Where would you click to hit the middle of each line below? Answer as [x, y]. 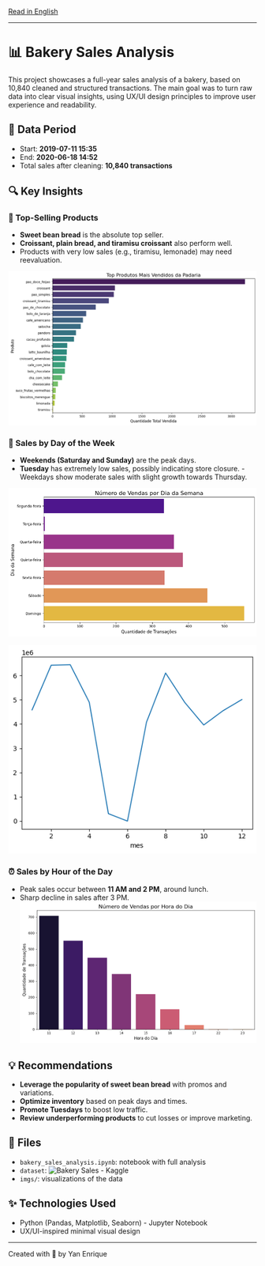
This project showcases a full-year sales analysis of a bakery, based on [124, 79]
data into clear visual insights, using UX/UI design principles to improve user [132, 96]
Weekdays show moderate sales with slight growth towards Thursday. [133, 477]
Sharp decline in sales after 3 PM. [75, 898]
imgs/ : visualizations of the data [71, 1178]
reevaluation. [41, 260]
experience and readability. [52, 104]
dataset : [33, 1170]
